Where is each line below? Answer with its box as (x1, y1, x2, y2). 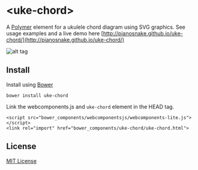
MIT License (6, 157, 37, 165)
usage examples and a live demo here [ (6, 29, 104, 37)
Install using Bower (6, 81, 53, 88)
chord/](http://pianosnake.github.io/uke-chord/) (6, 36, 125, 43)
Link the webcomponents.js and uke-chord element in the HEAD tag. (6, 103, 175, 110)
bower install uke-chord (6, 92, 68, 99)
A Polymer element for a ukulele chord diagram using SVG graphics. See (6, 23, 186, 31)
